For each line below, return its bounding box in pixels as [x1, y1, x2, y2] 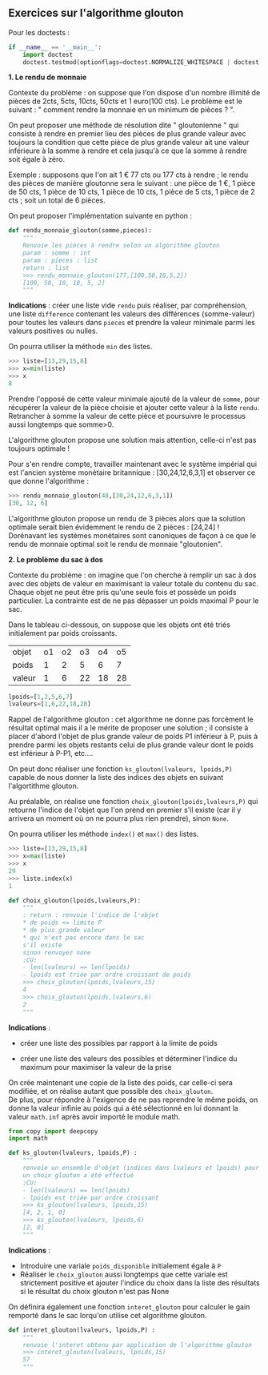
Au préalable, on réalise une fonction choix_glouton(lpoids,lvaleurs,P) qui [8, 797, 258, 806]
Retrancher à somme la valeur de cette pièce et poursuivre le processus [8, 411, 246, 420]
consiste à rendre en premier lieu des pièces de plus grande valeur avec [8, 129, 246, 139]
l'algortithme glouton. [8, 781, 79, 791]
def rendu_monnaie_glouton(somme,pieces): [8, 227, 152, 235]
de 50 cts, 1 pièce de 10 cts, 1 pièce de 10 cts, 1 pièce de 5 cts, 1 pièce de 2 [8, 187, 255, 197]
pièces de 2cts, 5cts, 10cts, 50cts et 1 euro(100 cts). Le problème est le [8, 96, 242, 107]
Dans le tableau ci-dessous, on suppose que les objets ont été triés [8, 620, 230, 629]
